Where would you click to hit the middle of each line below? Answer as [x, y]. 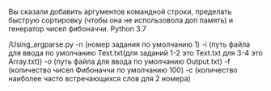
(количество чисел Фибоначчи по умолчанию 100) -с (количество [123, 70]
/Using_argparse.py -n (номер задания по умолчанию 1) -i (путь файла [129, 44]
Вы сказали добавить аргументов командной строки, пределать [120, 12]
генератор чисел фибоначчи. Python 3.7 [78, 29]
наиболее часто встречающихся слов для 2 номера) [100, 79]
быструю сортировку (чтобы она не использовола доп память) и [121, 20]
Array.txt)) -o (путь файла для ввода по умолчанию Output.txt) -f [119, 61]
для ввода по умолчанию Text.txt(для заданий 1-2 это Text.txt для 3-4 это [135, 53]
